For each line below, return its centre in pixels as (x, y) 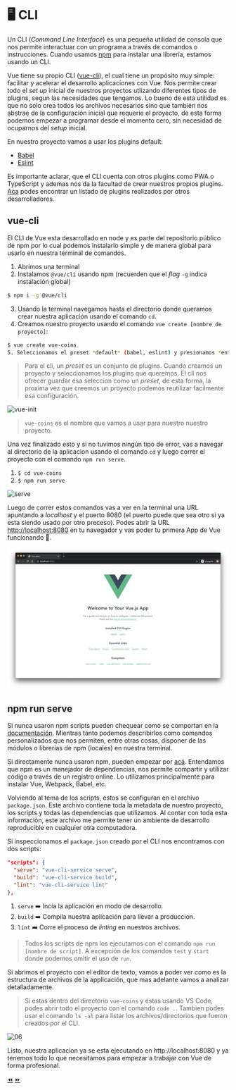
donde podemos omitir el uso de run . (78, 959)
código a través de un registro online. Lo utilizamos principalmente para (111, 776)
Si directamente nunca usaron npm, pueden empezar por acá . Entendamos (116, 762)
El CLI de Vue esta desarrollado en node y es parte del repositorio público (114, 237)
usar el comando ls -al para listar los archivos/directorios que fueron (126, 1016)
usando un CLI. (29, 61)
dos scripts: (24, 849)
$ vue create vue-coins (42, 345)
